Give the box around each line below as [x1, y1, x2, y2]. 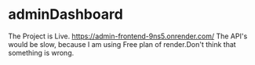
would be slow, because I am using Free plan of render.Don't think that [8, 39, 237, 49]
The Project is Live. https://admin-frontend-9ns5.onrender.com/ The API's [8, 31, 248, 41]
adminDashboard [8, 5, 123, 23]
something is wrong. [8, 48, 75, 57]
